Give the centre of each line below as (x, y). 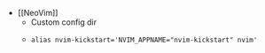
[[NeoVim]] (38, 13)
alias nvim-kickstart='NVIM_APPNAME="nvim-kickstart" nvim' (144, 40)
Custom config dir (64, 22)
